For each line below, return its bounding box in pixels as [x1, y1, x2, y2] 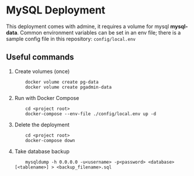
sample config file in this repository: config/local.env [6, 35, 136, 42]
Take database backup [14, 147, 70, 155]
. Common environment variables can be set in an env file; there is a [17, 29, 181, 36]
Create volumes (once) [14, 68, 70, 75]
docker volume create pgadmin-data [25, 84, 112, 90]
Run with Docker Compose [14, 94, 79, 101]
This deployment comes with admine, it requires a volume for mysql [6, 23, 169, 30]
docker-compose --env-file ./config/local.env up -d [25, 111, 157, 117]
